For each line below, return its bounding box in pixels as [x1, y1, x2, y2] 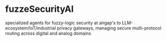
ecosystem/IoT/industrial [5, 25, 56, 31]
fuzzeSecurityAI [5, 3, 74, 15]
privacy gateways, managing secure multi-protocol [57, 25, 162, 31]
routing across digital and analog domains [5, 30, 91, 36]
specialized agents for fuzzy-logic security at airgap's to [5, 20, 121, 26]
